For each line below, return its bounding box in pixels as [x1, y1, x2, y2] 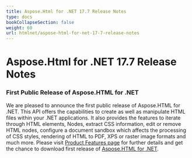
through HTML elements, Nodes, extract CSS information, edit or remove [6, 120, 181, 127]
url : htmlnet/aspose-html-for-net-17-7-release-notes [6, 30, 140, 36]
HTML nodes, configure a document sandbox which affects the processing [6, 127, 187, 134]
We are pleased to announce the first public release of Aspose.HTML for [6, 101, 181, 108]
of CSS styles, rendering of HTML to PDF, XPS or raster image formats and [6, 132, 186, 140]
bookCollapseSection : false [6, 19, 75, 25]
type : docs [6, 14, 33, 20]
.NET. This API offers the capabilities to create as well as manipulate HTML [6, 108, 186, 115]
